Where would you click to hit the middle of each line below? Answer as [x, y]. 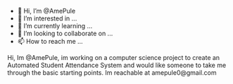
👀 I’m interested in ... [47, 18]
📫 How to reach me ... [50, 41]
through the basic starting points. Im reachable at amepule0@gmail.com [112, 73]
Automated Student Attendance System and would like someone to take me [117, 65]
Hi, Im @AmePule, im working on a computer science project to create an [114, 58]
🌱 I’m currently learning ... [55, 26]
